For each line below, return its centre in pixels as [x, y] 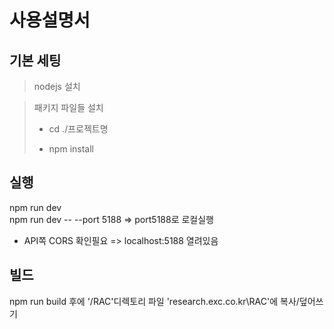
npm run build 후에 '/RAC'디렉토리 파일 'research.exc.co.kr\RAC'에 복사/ [154, 301]
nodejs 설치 [57, 86]
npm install [71, 149]
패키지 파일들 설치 [68, 107]
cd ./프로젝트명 [78, 129]
